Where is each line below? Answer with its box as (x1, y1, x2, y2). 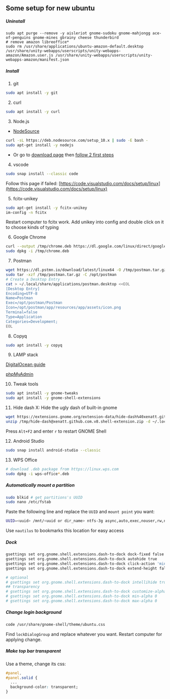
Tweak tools (13, 381, 38, 387)
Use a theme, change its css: (6, 661, 66, 667)
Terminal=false (6, 310, 38, 315)
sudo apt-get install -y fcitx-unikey (6, 205, 87, 210)
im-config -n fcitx (6, 210, 47, 215)
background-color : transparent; (10, 684, 79, 690)
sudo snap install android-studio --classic (6, 447, 101, 453)
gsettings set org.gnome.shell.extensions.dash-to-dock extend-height (6, 566, 157, 571)
